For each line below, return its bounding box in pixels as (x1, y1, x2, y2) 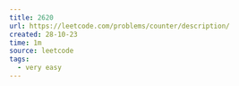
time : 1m (9, 38, 42, 47)
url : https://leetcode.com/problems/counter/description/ (9, 21, 230, 30)
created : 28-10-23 (9, 30, 78, 39)
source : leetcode (9, 47, 74, 56)
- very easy (17, 64, 63, 73)
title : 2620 (9, 13, 54, 22)
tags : (9, 55, 30, 64)
